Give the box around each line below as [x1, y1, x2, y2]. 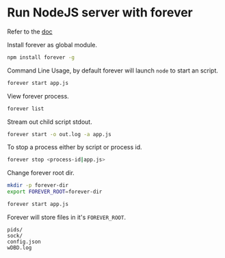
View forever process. [7, 92, 70, 100]
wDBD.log [7, 244, 32, 251]
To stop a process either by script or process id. [7, 143, 142, 151]
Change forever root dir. [7, 169, 75, 177]
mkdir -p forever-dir [7, 182, 69, 189]
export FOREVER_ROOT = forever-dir [7, 188, 103, 196]
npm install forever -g [7, 53, 75, 61]
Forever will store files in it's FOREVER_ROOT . [7, 213, 127, 221]
